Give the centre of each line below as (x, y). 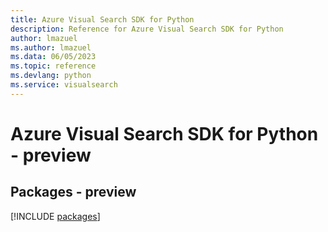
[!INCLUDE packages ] (55, 216)
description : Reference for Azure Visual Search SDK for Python (147, 29)
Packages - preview (73, 192)
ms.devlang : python (51, 76)
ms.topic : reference (53, 66)
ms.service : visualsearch (64, 85)
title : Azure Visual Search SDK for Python (102, 19)
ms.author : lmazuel (51, 47)
